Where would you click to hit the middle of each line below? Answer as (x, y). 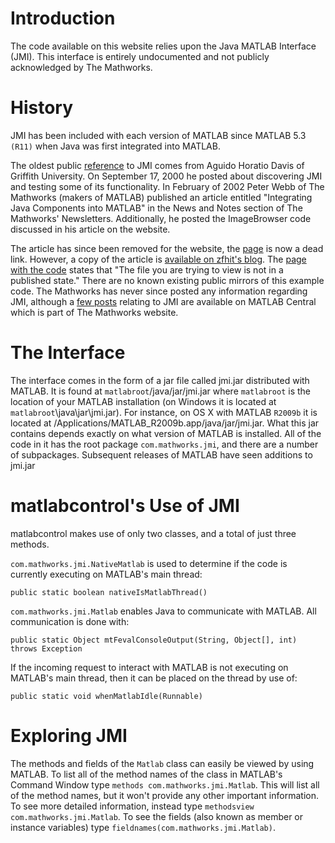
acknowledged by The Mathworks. (81, 67)
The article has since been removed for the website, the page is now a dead (167, 248)
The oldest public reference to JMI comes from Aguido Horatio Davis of (157, 165)
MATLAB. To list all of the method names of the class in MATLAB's (146, 774)
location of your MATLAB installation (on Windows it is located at (143, 401)
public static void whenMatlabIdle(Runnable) (106, 696)
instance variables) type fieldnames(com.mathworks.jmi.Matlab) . (143, 827)
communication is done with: (70, 621)
